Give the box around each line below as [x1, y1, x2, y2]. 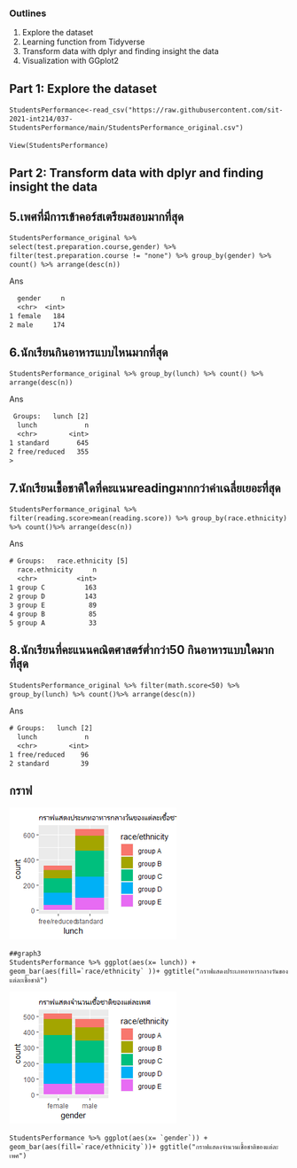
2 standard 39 [9, 759, 90, 768]
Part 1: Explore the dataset [9, 81, 158, 96]
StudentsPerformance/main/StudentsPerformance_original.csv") [9, 123, 244, 133]
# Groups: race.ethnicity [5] [9, 557, 129, 565]
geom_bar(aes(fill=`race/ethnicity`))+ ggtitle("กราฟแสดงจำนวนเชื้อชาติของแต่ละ [9, 1142, 279, 1151]
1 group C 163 [9, 583, 98, 592]
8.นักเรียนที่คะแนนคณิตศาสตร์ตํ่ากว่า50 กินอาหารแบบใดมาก [9, 642, 275, 658]
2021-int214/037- [9, 114, 74, 124]
